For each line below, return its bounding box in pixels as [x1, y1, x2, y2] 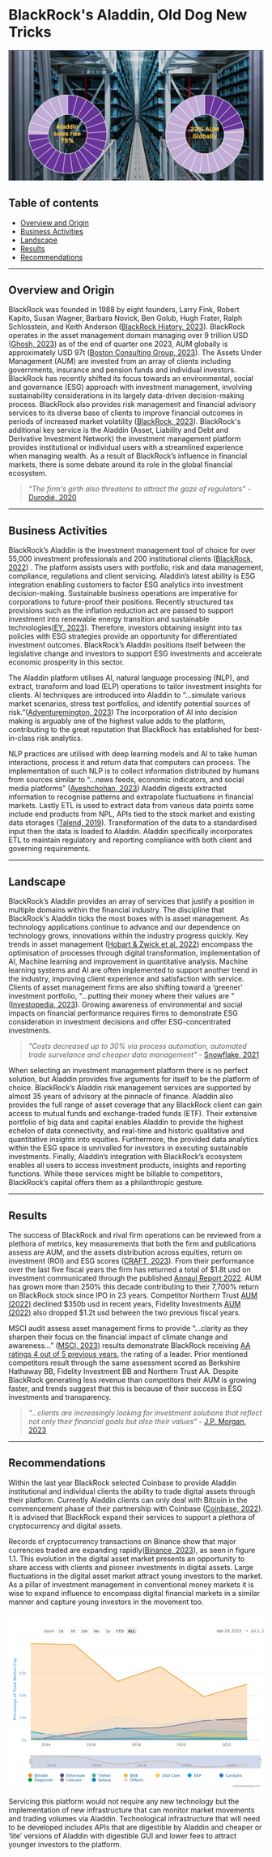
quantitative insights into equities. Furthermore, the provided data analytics [8, 1135, 259, 1145]
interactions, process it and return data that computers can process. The [8, 758, 251, 768]
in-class [8, 734, 36, 743]
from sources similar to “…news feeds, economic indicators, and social [8, 775, 244, 785]
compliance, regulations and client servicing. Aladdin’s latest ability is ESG [8, 571, 256, 581]
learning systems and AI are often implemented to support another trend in [8, 965, 257, 975]
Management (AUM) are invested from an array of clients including [8, 357, 232, 366]
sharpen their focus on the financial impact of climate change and [8, 1332, 228, 1341]
